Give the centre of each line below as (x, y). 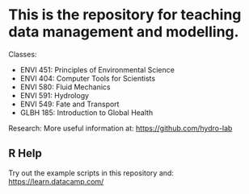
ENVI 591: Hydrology (55, 95)
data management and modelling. (124, 32)
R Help (25, 153)
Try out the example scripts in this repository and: (91, 173)
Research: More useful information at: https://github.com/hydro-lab (120, 128)
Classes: (23, 54)
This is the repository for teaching (125, 15)
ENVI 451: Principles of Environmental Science (97, 69)
